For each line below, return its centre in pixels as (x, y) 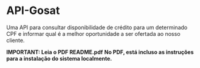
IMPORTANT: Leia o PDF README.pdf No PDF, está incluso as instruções (100, 52)
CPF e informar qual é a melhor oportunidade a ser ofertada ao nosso (93, 33)
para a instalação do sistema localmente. (59, 58)
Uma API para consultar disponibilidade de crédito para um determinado (97, 27)
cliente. (16, 40)
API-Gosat (33, 11)
